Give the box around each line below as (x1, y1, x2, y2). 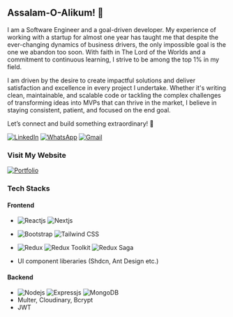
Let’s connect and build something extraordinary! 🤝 (7, 119, 154, 128)
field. (7, 62, 22, 71)
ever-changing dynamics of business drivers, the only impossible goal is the (7, 40, 227, 49)
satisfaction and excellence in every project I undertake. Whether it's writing (7, 83, 227, 91)
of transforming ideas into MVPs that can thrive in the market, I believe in (7, 98, 217, 107)
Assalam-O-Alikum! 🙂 (7, 7, 104, 19)
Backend (7, 273, 33, 281)
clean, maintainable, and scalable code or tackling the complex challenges (7, 91, 221, 99)
